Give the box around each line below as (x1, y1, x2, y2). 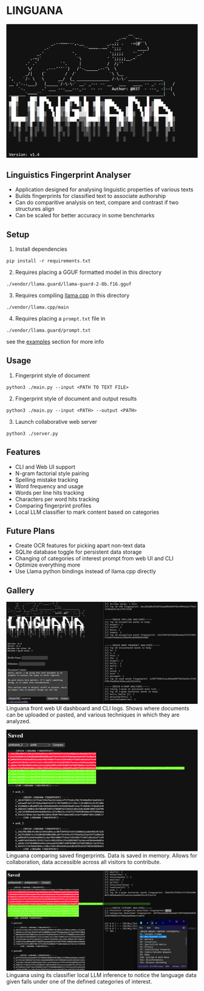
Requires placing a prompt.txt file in (15, 315, 106, 322)
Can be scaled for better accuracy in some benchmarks (15, 212, 155, 219)
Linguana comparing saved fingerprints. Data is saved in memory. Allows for (6, 852, 197, 859)
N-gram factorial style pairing (15, 469, 89, 477)
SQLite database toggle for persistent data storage (15, 548, 142, 556)
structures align (15, 205, 55, 213)
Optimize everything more (15, 561, 81, 568)
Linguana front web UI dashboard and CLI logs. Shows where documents (6, 704, 189, 712)
